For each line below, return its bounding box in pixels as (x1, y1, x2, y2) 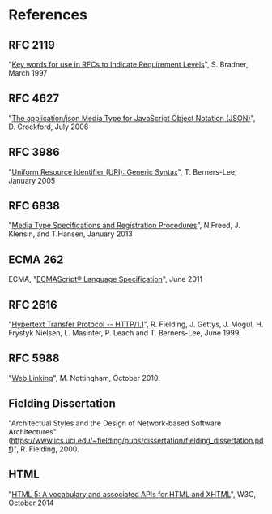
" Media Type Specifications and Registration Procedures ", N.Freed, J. (8, 221, 240, 231)
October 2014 (8, 498, 54, 508)
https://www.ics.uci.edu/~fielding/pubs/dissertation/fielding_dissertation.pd (11, 435, 264, 445)
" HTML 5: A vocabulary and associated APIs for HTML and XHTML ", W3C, (8, 489, 257, 499)
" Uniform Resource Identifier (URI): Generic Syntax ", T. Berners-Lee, (8, 166, 237, 176)
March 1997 (8, 68, 48, 78)
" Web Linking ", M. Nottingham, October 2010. (8, 373, 160, 382)
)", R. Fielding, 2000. (11, 444, 79, 454)
